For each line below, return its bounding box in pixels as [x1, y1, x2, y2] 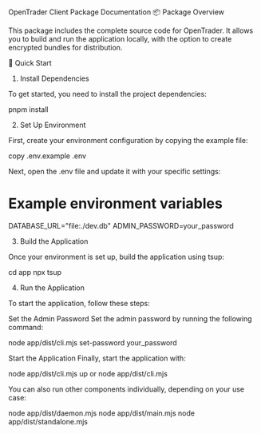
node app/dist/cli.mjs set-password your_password [8, 337, 177, 347]
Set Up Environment [19, 120, 86, 129]
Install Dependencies [19, 74, 89, 83]
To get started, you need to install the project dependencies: [8, 90, 208, 98]
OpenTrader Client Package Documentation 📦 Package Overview [8, 7, 225, 17]
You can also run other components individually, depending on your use [8, 384, 245, 394]
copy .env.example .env [8, 151, 86, 161]
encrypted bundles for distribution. [8, 43, 123, 52]
